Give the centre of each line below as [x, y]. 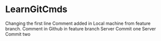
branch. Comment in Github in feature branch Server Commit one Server [81, 28]
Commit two [18, 34]
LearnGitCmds [36, 9]
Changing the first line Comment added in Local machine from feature [78, 23]
